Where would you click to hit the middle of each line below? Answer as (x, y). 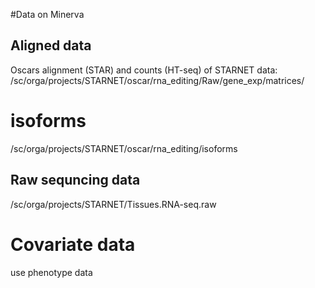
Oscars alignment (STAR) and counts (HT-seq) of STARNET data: (144, 70)
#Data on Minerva (47, 14)
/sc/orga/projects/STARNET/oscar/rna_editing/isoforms (124, 148)
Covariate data (73, 244)
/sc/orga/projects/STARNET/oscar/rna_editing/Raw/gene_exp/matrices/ (157, 80)
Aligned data (51, 45)
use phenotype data (51, 272)
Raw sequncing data (75, 180)
